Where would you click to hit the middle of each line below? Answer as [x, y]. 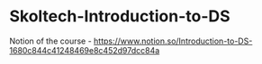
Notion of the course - [50, 41]
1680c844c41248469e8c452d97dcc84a [85, 50]
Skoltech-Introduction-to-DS [120, 16]
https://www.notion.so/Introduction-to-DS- [173, 41]
